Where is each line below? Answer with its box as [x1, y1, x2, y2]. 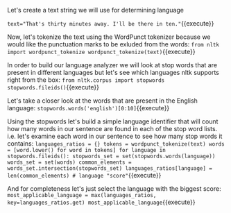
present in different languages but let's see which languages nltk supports [7, 69, 220, 76]
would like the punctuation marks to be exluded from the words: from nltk [7, 40, 220, 48]
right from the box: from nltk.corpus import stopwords [7, 76, 165, 84]
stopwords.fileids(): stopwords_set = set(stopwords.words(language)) [7, 153, 216, 160]
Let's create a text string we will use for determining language [7, 6, 184, 14]
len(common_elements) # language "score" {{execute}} [7, 171, 162, 179]
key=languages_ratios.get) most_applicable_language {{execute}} [7, 198, 196, 206]
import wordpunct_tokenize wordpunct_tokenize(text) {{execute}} [7, 48, 196, 56]
